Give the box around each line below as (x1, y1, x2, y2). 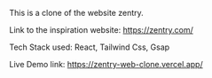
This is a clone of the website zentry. (9, 8, 144, 18)
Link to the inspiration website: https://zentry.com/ (9, 25, 193, 35)
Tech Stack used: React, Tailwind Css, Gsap (9, 42, 170, 52)
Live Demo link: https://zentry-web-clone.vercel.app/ (9, 59, 203, 69)
